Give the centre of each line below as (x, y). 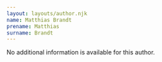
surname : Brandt (30, 33)
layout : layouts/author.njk (47, 13)
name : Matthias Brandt (39, 20)
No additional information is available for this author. (81, 52)
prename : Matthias (33, 26)
